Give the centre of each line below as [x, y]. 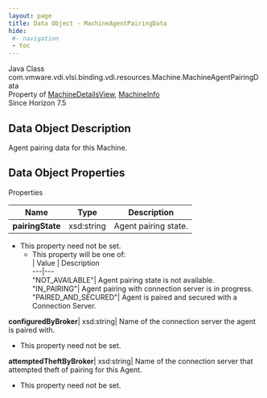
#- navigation [35, 38]
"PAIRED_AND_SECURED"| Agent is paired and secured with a [134, 297]
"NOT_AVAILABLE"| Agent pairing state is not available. [123, 280]
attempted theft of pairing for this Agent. [75, 369]
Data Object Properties [67, 173]
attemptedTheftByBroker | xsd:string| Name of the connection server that [131, 361]
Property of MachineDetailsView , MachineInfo [84, 94]
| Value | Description [66, 263]
